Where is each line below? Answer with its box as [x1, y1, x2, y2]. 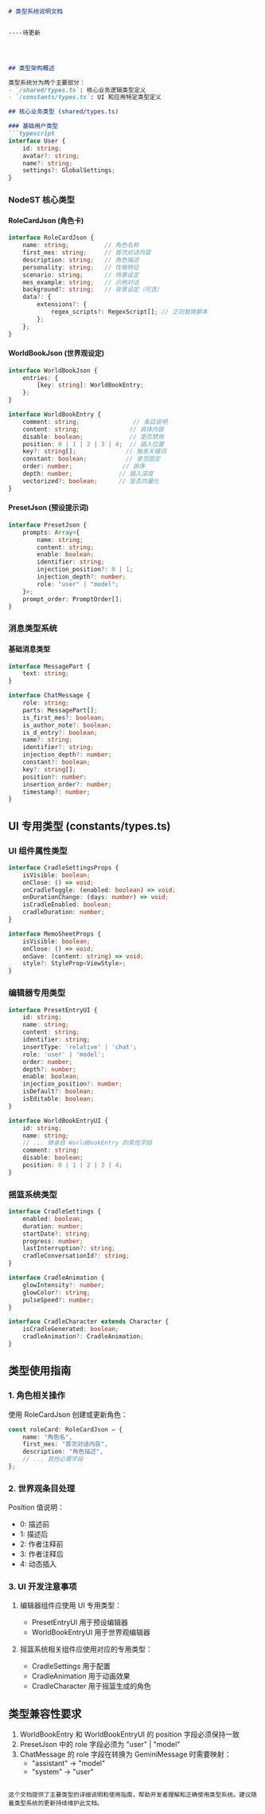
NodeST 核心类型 [8, 194, 76, 206]
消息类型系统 [8, 622, 58, 634]
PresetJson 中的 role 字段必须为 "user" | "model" [19, 1740, 181, 1749]
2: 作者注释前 [19, 1539, 64, 1549]
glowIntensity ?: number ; [22, 1281, 105, 1289]
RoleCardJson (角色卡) [8, 215, 84, 225]
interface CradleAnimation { [8, 1274, 105, 1282]
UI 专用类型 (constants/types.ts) [8, 819, 171, 833]
